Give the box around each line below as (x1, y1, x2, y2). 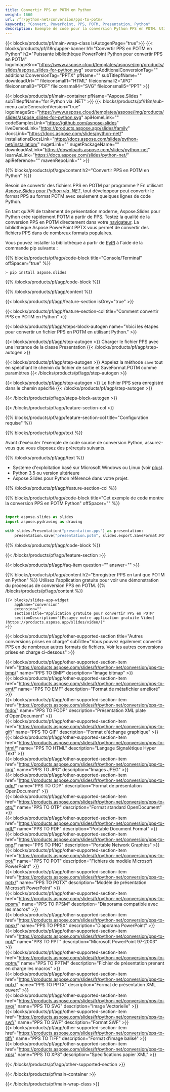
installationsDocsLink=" (5, 136, 55, 142)
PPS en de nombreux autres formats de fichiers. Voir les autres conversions (5, 644, 163, 650)
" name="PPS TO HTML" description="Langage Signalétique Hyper (16, 745, 156, 751)
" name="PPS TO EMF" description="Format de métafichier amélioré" (15, 686, 160, 692)
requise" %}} (5, 420, 32, 426)
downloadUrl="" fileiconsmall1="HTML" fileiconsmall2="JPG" (5, 78, 133, 84)
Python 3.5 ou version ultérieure (12, 470, 80, 476)
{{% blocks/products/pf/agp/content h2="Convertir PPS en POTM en (5, 167, 149, 174)
